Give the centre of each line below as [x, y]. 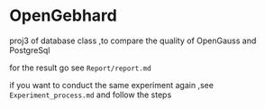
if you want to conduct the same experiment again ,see [112, 85]
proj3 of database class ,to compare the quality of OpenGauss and [133, 41]
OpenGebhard [63, 16]
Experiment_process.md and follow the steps [91, 95]
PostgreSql [30, 50]
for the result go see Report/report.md [80, 68]
